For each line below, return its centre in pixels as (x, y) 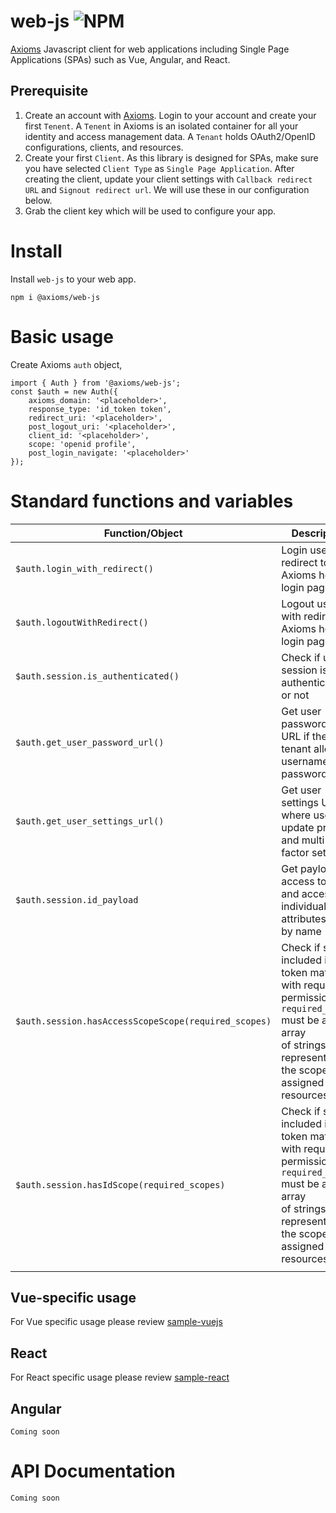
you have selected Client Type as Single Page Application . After (159, 168)
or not (295, 695)
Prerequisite (49, 91)
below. (38, 200)
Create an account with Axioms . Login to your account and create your (170, 115)
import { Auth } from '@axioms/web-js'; (96, 383)
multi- (316, 840)
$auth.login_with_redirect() (84, 568)
